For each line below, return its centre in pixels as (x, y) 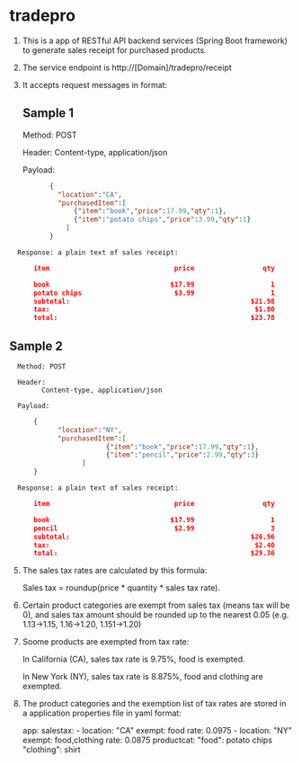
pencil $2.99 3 (154, 528)
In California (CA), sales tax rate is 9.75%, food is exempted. (133, 659)
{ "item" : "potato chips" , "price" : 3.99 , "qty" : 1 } (162, 220)
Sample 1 (48, 113)
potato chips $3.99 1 (154, 293)
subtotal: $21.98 (154, 301)
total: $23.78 (154, 318)
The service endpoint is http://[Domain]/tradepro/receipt (127, 67)
